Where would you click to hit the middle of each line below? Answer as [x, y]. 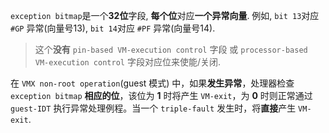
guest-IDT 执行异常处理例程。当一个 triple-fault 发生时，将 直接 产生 [153, 108]
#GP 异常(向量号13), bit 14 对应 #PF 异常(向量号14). [113, 28]
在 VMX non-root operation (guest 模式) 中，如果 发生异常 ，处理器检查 [152, 83]
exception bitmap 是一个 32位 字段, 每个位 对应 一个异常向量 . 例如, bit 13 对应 [165, 15]
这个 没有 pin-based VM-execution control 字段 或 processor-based [171, 49]
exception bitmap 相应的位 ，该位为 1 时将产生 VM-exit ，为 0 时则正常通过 [161, 95]
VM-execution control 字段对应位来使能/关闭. [127, 62]
